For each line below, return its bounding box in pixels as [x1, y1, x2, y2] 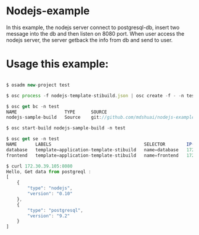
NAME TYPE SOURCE [6, 109, 108, 115]
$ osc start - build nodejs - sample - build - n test [6, 125, 126, 131]
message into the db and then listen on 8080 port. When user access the [6, 30, 185, 37]
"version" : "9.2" [27, 212, 70, 219]
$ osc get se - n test [6, 136, 60, 142]
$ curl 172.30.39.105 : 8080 [6, 163, 73, 169]
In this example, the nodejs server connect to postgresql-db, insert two [6, 24, 179, 31]
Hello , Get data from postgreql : [6, 169, 92, 174]
